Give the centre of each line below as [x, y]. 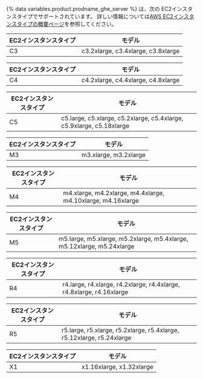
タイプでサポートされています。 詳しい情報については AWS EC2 [95, 16]
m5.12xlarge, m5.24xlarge [96, 246]
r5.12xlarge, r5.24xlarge [96, 338]
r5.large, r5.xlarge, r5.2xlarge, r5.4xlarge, [120, 330]
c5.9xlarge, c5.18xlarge [95, 126]
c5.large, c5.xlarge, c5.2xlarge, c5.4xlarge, [122, 118]
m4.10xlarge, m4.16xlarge [101, 200]
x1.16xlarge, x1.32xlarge [118, 367]
